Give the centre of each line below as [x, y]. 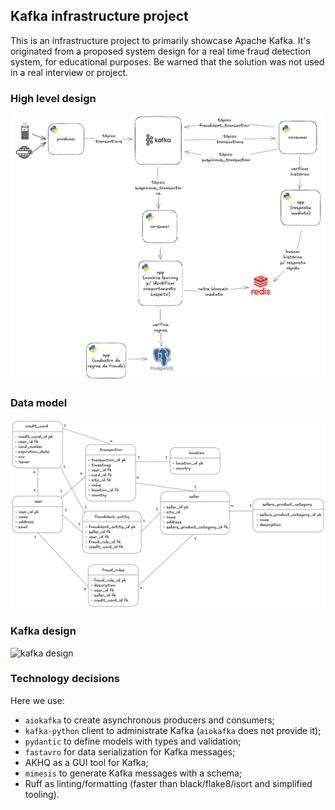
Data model [39, 402]
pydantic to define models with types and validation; [133, 741]
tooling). [42, 794]
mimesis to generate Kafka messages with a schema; [133, 773]
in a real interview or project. [69, 72]
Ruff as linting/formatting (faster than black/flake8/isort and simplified [168, 783]
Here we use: [37, 700]
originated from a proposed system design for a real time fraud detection [160, 51]
